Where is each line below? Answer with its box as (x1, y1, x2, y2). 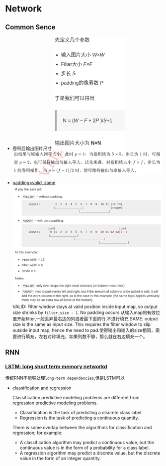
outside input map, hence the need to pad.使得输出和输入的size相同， (12, 327, 156, 333)
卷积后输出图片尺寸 (12, 146, 52, 151)
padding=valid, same (12, 180, 56, 186)
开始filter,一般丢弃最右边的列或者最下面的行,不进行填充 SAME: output (16, 315, 158, 321)
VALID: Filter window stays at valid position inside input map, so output (12, 304, 158, 310)
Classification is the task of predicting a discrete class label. (19, 410, 143, 416)
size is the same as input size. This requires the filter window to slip (12, 321, 151, 327)
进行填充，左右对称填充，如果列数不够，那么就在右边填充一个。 (16, 333, 148, 339)
